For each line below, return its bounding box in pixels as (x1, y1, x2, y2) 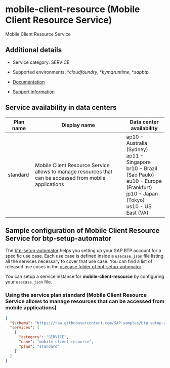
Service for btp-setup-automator (5, 234, 112, 242)
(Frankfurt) (126, 184, 153, 191)
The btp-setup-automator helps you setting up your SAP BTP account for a (5, 248, 161, 254)
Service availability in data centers (5, 103, 117, 112)
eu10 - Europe (126, 177, 162, 184)
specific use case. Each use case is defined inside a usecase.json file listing (5, 253, 163, 259)
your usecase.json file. (5, 279, 52, 285)
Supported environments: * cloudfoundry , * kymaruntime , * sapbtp (12, 69, 149, 75)
